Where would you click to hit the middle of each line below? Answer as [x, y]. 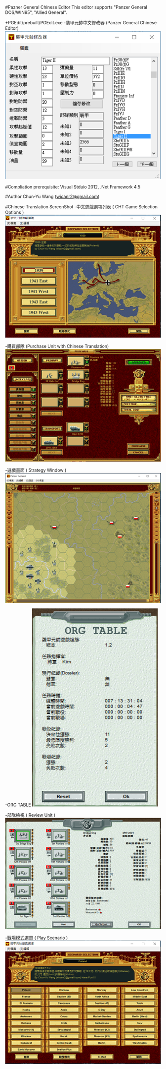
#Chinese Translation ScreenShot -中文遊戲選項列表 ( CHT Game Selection [82, 207]
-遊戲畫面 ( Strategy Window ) [36, 470]
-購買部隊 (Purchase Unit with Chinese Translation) [57, 346]
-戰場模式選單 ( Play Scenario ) [37, 938]
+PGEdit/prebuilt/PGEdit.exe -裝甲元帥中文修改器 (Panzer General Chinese [81, 23]
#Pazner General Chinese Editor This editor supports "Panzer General [76, 7]
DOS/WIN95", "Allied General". [36, 12]
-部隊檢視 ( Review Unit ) [30, 815]
